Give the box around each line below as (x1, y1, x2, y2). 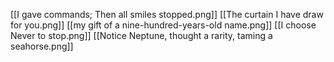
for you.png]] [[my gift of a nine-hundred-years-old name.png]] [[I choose (10, 19, 317, 31)
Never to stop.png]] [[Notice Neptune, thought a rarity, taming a (10, 30, 273, 41)
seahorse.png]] (10, 40, 74, 52)
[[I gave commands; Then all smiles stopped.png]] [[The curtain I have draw (10, 9, 324, 20)
